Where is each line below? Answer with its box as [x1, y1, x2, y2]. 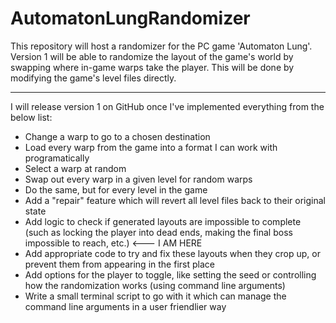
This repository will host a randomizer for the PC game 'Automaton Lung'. [10, 40, 313, 52]
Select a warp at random [24, 162, 127, 174]
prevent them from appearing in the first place [24, 258, 215, 270]
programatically [24, 152, 90, 164]
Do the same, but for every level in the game [24, 183, 208, 196]
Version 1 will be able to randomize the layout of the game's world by [10, 50, 294, 62]
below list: [10, 111, 53, 123]
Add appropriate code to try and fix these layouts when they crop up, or [24, 247, 321, 259]
